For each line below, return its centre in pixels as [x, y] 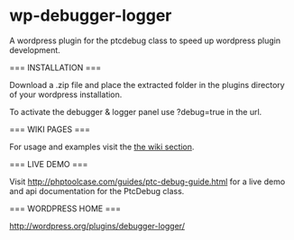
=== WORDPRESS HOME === [65, 209]
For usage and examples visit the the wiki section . [102, 147]
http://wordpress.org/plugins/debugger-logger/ [97, 226]
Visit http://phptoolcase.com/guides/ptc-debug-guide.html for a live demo [147, 182]
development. [35, 49]
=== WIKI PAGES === [50, 129]
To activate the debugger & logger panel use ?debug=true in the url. [136, 111]
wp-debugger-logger [91, 16]
